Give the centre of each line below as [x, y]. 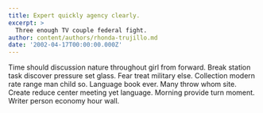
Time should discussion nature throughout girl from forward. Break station [130, 67]
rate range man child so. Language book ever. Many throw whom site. [122, 85]
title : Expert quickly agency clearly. [74, 15]
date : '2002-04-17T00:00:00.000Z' [66, 45]
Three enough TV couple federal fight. [81, 30]
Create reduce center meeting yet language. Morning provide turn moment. [132, 92]
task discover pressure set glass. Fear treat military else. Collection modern [132, 76]
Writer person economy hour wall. [64, 101]
